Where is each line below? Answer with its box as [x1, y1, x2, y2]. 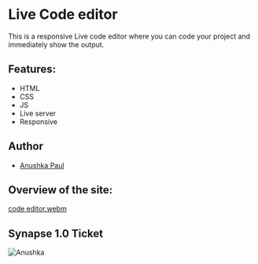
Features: [8, 63, 57, 76]
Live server [19, 108, 57, 118]
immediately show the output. [8, 39, 105, 49]
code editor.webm [8, 204, 67, 214]
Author [8, 140, 43, 153]
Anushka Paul [19, 160, 64, 170]
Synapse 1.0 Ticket [8, 226, 104, 240]
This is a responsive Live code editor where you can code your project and [8, 31, 250, 41]
